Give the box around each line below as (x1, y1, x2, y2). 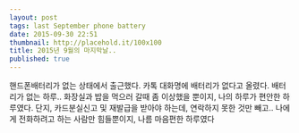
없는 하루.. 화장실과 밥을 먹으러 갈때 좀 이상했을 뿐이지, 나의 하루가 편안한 (25, 91, 281, 102)
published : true (9, 54, 70, 63)
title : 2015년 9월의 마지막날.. (9, 46, 117, 55)
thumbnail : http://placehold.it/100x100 (9, 37, 163, 47)
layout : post (9, 12, 58, 22)
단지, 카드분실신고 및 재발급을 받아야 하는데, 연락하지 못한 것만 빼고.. (35, 103, 274, 112)
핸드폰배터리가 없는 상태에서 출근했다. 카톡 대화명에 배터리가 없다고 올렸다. (9, 80, 270, 90)
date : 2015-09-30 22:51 (9, 29, 98, 38)
